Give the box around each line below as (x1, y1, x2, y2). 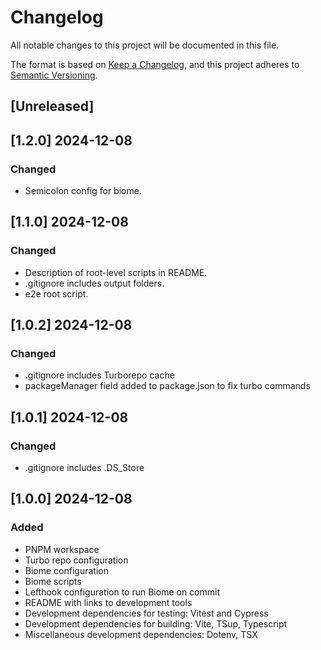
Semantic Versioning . (10, 69, 98, 81)
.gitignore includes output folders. (24, 277, 165, 289)
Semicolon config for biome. (24, 185, 142, 197)
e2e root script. (24, 287, 89, 300)
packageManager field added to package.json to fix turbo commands (24, 380, 311, 392)
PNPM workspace (24, 543, 100, 555)
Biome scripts (24, 575, 82, 587)
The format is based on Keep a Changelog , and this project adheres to (10, 58, 300, 70)
